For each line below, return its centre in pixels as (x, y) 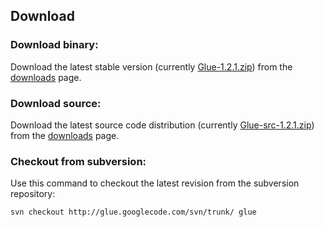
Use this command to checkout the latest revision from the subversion (155, 183)
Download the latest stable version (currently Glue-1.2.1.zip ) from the (151, 66)
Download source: (56, 103)
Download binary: (54, 45)
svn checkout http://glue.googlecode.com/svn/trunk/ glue (133, 212)
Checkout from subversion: (78, 161)
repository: (33, 194)
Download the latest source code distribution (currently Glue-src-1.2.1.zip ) (162, 125)
